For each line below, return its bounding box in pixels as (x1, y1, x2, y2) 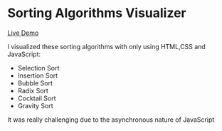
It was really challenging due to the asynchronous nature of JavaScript (7, 115, 215, 124)
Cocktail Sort (17, 94, 56, 103)
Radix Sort (17, 86, 48, 95)
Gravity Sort (17, 101, 53, 110)
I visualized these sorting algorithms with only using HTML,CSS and (7, 42, 206, 51)
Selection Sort (17, 63, 60, 72)
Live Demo (7, 28, 39, 37)
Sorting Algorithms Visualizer (7, 5, 186, 21)
